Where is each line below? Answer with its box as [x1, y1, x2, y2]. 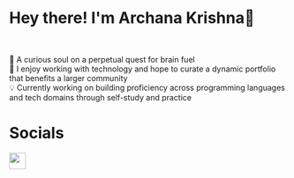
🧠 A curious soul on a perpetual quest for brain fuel [9, 54, 196, 64]
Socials [9, 123, 64, 144]
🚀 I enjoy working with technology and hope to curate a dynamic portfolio [9, 63, 276, 74]
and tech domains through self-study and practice [9, 92, 192, 102]
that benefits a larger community [9, 72, 128, 83]
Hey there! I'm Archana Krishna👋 [9, 8, 255, 28]
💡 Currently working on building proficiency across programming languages [9, 82, 285, 93]
